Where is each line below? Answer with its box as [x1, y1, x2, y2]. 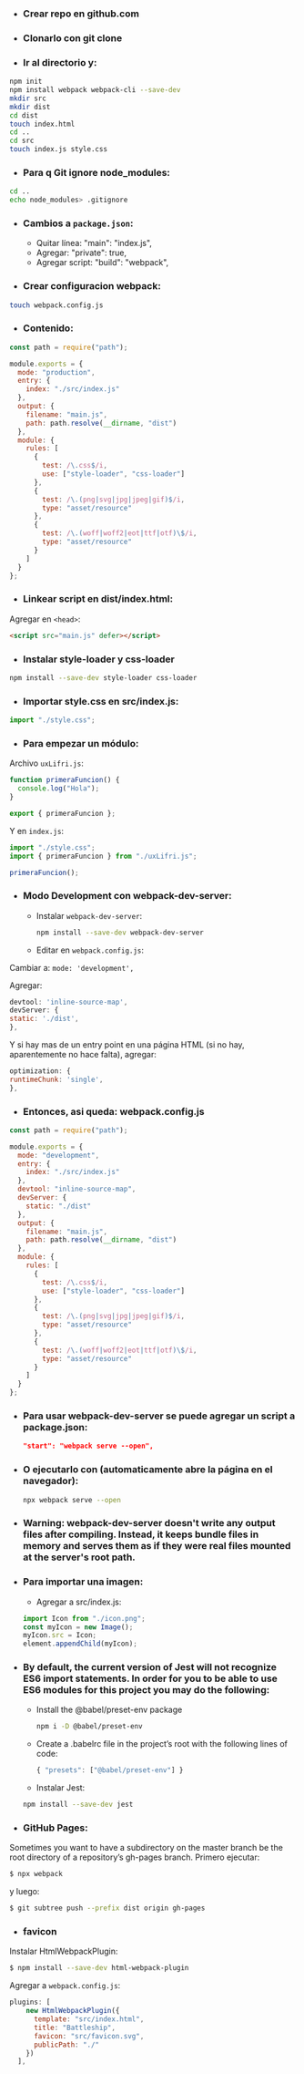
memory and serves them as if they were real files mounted [22, 1540, 291, 1553]
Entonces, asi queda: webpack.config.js [22, 1105, 205, 1118]
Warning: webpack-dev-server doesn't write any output [22, 1517, 276, 1530]
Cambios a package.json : [22, 217, 134, 230]
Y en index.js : [9, 825, 65, 836]
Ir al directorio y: [22, 56, 97, 68]
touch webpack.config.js [9, 300, 104, 310]
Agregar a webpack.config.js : [9, 1980, 121, 1991]
